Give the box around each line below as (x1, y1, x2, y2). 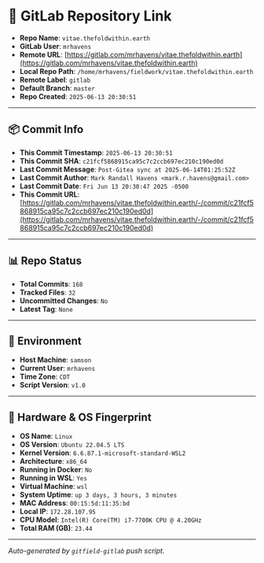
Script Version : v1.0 (19, 380, 86, 390)
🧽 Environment (8, 334, 82, 347)
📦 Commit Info (8, 123, 84, 136)
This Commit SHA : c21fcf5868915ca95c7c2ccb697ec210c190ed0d (19, 156, 224, 165)
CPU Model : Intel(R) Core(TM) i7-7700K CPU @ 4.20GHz (19, 515, 202, 524)
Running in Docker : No (19, 465, 93, 475)
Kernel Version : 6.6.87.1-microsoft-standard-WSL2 (19, 448, 186, 457)
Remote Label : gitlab (19, 75, 91, 84)
